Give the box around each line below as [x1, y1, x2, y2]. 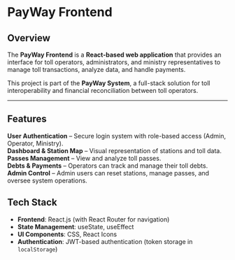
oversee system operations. [7, 176, 87, 185]
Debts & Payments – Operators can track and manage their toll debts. [7, 161, 208, 170]
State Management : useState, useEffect [17, 222, 134, 231]
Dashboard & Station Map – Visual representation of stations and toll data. [7, 146, 222, 154]
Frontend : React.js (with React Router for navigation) [17, 215, 170, 224]
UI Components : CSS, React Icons [17, 230, 117, 238]
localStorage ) [17, 245, 58, 253]
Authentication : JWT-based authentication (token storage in [17, 237, 193, 245]
